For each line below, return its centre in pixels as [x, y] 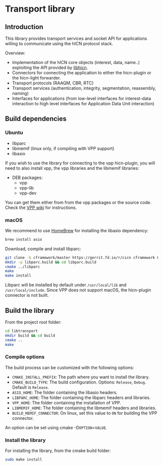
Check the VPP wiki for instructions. [41, 208]
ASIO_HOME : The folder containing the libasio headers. [65, 392]
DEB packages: [27, 177]
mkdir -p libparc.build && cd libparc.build [51, 262]
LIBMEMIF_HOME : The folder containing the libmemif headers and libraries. [84, 408]
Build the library [30, 311]
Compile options [25, 357]
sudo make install [24, 460]
